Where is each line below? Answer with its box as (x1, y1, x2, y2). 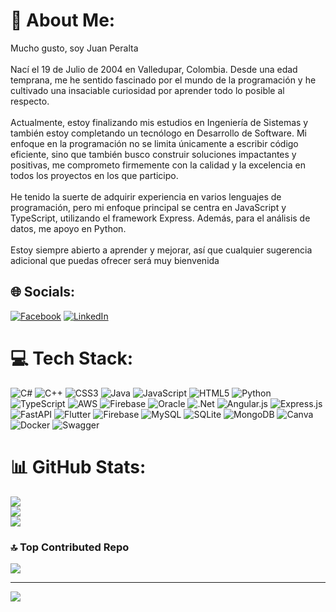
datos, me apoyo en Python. (10, 222, 127, 234)
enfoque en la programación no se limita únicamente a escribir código (10, 137, 299, 149)
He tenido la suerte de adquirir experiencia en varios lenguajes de (10, 190, 282, 203)
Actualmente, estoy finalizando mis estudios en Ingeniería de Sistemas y (10, 116, 309, 128)
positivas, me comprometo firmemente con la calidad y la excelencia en (10, 159, 306, 171)
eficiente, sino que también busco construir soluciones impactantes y (10, 148, 297, 160)
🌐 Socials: (10, 284, 76, 301)
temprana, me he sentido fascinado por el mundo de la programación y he (10, 74, 317, 86)
